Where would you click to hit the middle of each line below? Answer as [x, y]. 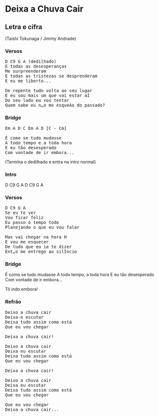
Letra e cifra [24, 27]
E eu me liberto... [28, 81]
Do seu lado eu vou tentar [37, 100]
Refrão [13, 302]
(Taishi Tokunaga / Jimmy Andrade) [41, 38]
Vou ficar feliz [24, 218]
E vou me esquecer [27, 242]
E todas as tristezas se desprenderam [51, 76]
